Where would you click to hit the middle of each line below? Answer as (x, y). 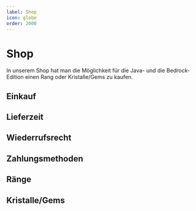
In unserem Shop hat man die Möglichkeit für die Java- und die (86, 70)
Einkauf (21, 96)
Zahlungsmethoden (45, 159)
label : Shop (21, 12)
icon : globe (21, 18)
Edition (15, 77)
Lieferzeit (25, 117)
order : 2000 (21, 23)
